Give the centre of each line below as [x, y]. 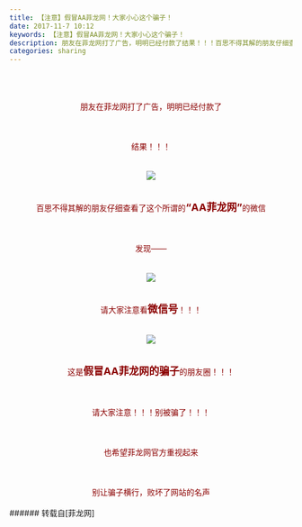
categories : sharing [48, 51]
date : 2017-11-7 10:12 [52, 26]
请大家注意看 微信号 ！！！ [151, 309]
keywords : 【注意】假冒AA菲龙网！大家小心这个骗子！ [97, 34]
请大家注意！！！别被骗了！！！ [151, 413]
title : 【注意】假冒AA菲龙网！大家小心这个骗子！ [91, 18]
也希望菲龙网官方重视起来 [151, 452]
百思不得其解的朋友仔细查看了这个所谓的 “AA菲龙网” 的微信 [151, 208]
